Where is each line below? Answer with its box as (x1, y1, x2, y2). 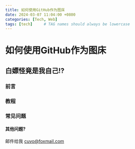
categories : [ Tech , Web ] (5, 17, 58, 22)
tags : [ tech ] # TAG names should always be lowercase (5, 21, 130, 27)
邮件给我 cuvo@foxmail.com (5, 138, 64, 144)
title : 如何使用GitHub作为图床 (5, 7, 65, 13)
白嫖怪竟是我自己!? (5, 66, 65, 75)
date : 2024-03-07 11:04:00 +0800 (5, 12, 76, 17)
